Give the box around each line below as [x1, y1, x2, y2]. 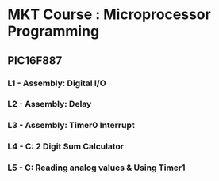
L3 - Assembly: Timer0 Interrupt [7, 120, 136, 131]
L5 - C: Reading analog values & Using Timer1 [7, 162, 186, 173]
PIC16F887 [7, 54, 63, 67]
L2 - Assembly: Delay [7, 99, 92, 110]
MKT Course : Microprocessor [7, 6, 211, 24]
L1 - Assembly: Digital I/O [7, 77, 106, 89]
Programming [7, 22, 100, 40]
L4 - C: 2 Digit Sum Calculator [7, 141, 125, 152]
